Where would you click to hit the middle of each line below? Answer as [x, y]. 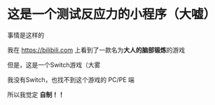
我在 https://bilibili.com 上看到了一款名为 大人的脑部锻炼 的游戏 [96, 50]
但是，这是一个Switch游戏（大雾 [54, 64]
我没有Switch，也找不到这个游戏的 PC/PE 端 [71, 79]
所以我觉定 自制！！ [36, 94]
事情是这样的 [26, 35]
